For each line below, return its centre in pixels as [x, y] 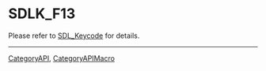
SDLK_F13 [42, 14]
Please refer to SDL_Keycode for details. [74, 35]
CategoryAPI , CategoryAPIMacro [61, 58]
